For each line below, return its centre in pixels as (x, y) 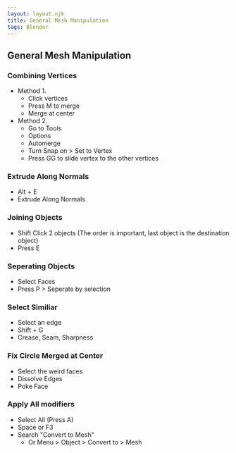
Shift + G (30, 330)
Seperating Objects (41, 266)
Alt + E (27, 192)
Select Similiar (32, 307)
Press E (29, 248)
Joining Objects (35, 218)
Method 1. (32, 91)
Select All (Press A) (45, 419)
